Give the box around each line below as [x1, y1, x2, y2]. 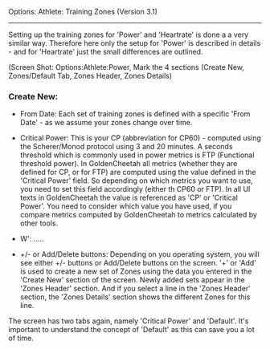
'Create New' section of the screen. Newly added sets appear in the [19, 275, 245, 285]
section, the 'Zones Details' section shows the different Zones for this [19, 292, 251, 302]
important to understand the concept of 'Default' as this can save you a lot [8, 325, 255, 335]
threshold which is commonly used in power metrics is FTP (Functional [19, 150, 255, 160]
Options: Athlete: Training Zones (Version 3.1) [8, 7, 158, 16]
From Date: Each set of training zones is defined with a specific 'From [19, 109, 251, 119]
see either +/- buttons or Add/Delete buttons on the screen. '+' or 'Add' [19, 258, 257, 268]
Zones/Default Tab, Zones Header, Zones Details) [8, 71, 173, 80]
